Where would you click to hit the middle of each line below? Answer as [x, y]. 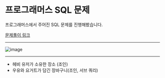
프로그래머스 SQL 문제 [47, 10]
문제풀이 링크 [18, 35]
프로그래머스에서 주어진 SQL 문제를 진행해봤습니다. [54, 25]
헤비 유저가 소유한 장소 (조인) [40, 64]
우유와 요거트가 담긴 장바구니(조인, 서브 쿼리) [55, 70]
